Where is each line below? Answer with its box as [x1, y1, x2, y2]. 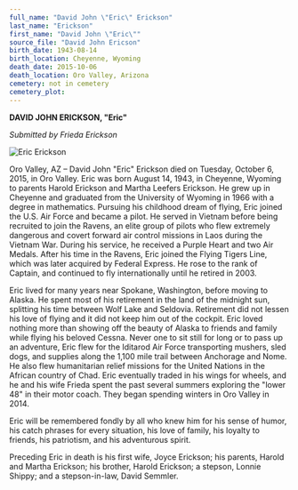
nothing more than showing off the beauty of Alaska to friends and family [9, 322, 278, 333]
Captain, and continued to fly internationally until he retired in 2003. [9, 268, 257, 278]
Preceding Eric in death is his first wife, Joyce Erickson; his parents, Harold [9, 451, 285, 462]
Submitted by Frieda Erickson [9, 129, 118, 140]
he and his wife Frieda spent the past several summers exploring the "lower [9, 379, 286, 390]
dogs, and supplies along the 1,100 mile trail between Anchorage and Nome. [9, 350, 287, 361]
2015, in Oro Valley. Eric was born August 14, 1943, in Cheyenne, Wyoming [9, 173, 282, 183]
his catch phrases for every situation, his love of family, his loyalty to [9, 424, 261, 436]
